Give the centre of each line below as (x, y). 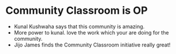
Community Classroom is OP (77, 11)
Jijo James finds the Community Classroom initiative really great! (92, 45)
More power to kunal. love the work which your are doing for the (91, 32)
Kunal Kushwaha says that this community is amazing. (79, 26)
